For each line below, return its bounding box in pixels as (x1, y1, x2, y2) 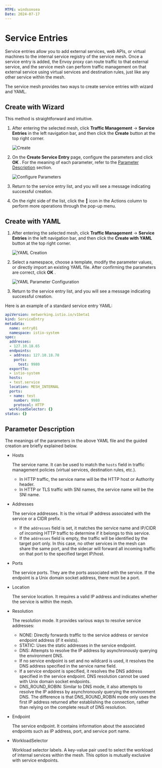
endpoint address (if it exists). (19, 637, 79, 643)
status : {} (5, 411, 27, 416)
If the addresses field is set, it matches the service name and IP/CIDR (19, 525, 156, 531)
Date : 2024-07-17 (5, 12, 40, 16)
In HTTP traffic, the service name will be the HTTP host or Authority (19, 476, 155, 482)
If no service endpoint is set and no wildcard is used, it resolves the (19, 658, 154, 664)
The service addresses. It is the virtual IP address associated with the (12, 510, 151, 516)
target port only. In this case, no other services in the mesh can (19, 540, 146, 546)
